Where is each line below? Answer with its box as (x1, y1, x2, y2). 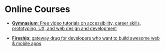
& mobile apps (11, 40, 42, 46)
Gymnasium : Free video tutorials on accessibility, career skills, (11, 20, 141, 26)
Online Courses (4, 3, 70, 15)
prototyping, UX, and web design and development (11, 25, 117, 31)
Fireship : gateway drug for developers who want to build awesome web (11, 35, 160, 41)
